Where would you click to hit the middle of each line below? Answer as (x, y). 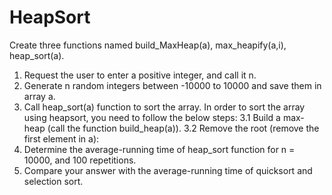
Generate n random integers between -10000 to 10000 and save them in (172, 85)
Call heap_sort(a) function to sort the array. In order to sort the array (164, 107)
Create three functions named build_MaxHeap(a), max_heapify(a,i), (148, 45)
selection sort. (53, 181)
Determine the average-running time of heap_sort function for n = (159, 149)
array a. (39, 96)
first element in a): (61, 138)
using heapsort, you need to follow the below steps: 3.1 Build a (152, 117)
